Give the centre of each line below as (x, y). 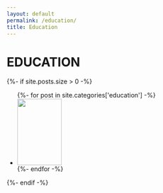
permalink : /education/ (42, 21)
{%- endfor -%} (40, 169)
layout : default (30, 14)
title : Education (32, 27)
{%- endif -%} (28, 183)
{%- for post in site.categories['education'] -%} (86, 95)
